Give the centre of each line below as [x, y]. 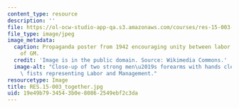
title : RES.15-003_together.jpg [55, 87]
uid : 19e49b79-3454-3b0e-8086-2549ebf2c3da [73, 93]
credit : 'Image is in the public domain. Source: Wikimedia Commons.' [121, 60]
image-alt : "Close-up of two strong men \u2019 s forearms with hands [117, 67]
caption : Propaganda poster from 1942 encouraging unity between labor [122, 47]
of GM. [30, 54]
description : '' [31, 21]
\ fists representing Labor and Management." [89, 73]
